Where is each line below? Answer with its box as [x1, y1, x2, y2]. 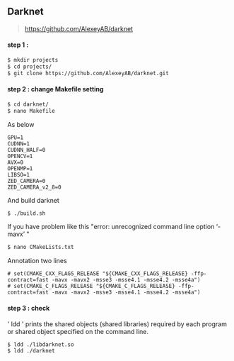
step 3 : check [7, 304, 50, 312]
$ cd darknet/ [7, 101, 49, 108]
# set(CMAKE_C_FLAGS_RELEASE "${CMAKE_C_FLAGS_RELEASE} [7, 283, 175, 290]
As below [7, 120, 35, 128]
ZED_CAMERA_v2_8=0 [7, 184, 62, 191]
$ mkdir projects [7, 57, 59, 64]
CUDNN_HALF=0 [7, 146, 46, 153]
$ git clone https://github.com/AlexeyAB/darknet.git [7, 70, 170, 77]
